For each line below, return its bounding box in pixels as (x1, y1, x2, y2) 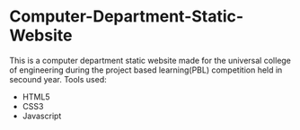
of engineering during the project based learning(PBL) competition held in (9, 65, 283, 75)
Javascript (22, 110, 62, 121)
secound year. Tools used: (9, 74, 108, 84)
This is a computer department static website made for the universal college (9, 55, 292, 65)
